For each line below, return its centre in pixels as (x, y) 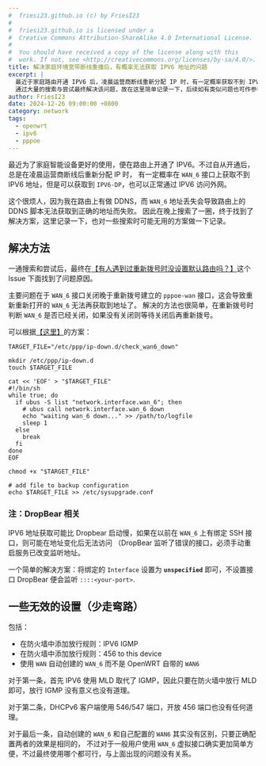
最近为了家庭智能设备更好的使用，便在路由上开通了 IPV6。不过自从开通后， (131, 164)
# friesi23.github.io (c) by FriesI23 (74, 15)
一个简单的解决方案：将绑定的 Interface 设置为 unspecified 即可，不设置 (127, 569)
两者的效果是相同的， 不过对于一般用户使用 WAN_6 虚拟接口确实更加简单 (131, 744)
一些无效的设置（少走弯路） (76, 606)
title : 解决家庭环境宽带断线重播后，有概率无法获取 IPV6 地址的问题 (108, 67)
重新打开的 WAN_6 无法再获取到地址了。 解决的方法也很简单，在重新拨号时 (134, 305)
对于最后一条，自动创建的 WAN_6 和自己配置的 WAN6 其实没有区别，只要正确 (129, 734)
